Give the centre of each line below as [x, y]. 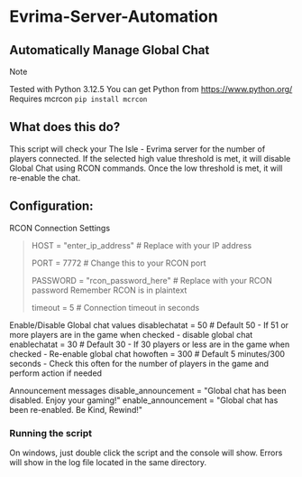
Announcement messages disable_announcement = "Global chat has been [148, 390]
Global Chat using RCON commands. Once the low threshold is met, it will [146, 168]
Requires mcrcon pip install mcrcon [78, 98]
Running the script [51, 433]
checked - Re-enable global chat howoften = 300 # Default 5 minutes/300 [147, 353]
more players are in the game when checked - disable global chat [131, 334]
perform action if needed [55, 373]
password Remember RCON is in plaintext [109, 290]
